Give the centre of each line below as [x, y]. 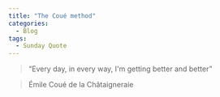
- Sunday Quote [41, 46]
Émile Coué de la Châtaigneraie [81, 85]
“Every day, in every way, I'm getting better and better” [120, 69]
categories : [28, 23]
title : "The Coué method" [52, 16]
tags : [17, 38]
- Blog [27, 31]
